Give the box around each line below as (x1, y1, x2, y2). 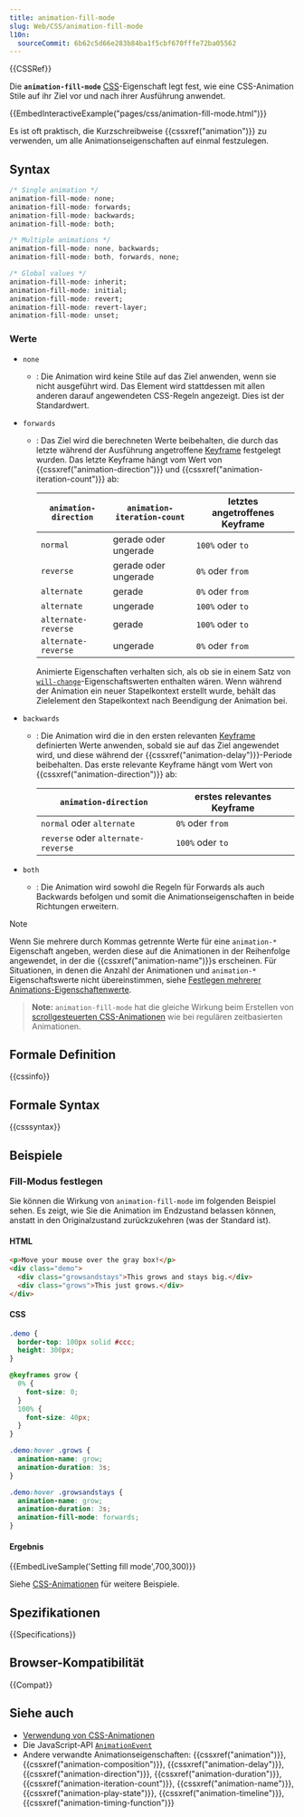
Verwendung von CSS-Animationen (22, 1729, 156, 1741)
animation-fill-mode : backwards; (9, 210, 136, 220)
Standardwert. (35, 400, 90, 411)
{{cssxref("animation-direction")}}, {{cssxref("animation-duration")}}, (22, 1768, 282, 1779)
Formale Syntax (9, 1097, 100, 1113)
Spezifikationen (9, 1605, 101, 1620)
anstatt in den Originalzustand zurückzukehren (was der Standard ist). (9, 1214, 271, 1225)
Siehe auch (9, 1705, 74, 1721)
